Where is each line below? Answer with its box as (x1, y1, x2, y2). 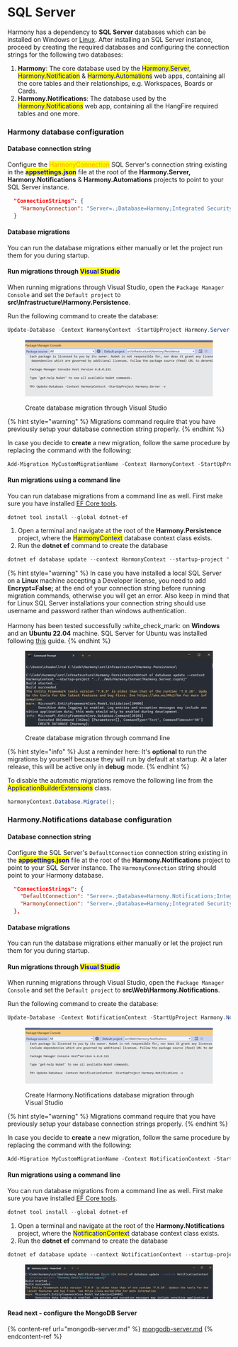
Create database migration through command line (25, 733, 171, 742)
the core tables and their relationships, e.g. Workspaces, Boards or (17, 79, 213, 87)
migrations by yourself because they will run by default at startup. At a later (7, 754, 227, 763)
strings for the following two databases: (7, 50, 123, 59)
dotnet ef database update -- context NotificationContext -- (7, 1251, 192, 1258)
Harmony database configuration (7, 127, 125, 137)
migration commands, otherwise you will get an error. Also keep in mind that (7, 591, 229, 600)
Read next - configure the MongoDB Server (7, 1309, 137, 1317)
